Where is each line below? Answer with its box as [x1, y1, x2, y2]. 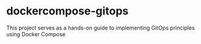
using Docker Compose [6, 30, 66, 37]
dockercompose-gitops [6, 4, 129, 18]
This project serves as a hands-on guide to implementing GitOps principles [6, 24, 196, 31]
